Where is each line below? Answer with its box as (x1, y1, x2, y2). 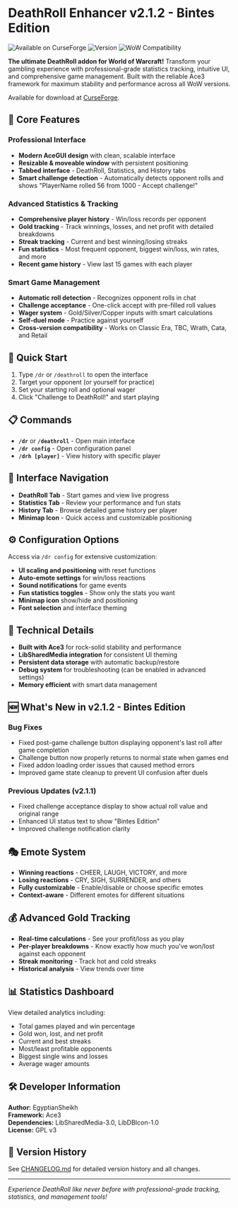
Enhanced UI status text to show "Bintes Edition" (18, 817, 160, 826)
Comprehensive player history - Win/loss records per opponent (18, 214, 207, 223)
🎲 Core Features (8, 114, 81, 126)
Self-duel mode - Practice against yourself (18, 316, 144, 324)
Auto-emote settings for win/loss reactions (18, 574, 146, 582)
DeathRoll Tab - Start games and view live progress (18, 491, 169, 499)
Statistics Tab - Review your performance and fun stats (18, 498, 182, 507)
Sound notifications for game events (18, 581, 127, 590)
